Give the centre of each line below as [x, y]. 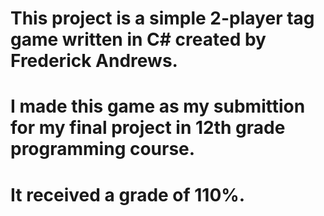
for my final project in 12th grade [148, 128]
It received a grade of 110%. [128, 194]
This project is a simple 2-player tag [162, 18]
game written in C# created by [138, 39]
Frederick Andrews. [94, 61]
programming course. [103, 149]
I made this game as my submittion [158, 106]
